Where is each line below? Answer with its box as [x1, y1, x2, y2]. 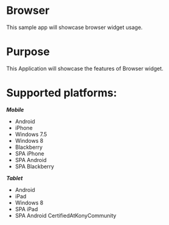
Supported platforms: [6, 86, 117, 100]
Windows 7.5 [15, 131, 47, 138]
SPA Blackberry [15, 163, 55, 170]
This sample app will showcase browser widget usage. [6, 24, 143, 31]
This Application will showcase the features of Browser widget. [6, 65, 164, 72]
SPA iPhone [15, 149, 44, 157]
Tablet [6, 174, 23, 181]
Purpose [6, 45, 50, 59]
